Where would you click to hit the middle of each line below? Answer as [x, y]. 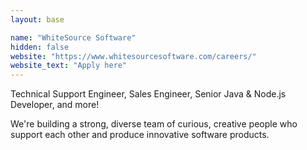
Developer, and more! [55, 105]
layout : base [37, 19]
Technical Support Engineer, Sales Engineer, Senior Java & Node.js [148, 94]
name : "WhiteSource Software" [73, 37]
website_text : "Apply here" [69, 66]
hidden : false [40, 47]
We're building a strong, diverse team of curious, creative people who [154, 124]
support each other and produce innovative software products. [140, 135]
